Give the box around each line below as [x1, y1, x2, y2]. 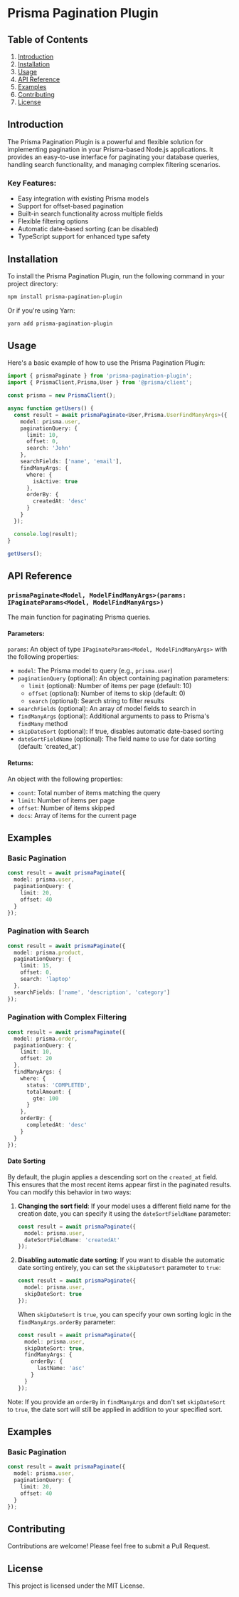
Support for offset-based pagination [17, 202, 124, 211]
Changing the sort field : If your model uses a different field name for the [17, 1201, 231, 1210]
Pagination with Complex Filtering [7, 1012, 127, 1022]
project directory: [7, 279, 58, 288]
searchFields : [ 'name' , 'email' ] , [20, 458, 122, 465]
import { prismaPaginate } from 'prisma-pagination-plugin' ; [7, 373, 193, 380]
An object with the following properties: [7, 775, 123, 783]
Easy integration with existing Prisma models [17, 194, 149, 203]
